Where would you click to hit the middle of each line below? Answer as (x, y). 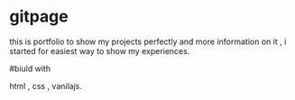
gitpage (39, 17)
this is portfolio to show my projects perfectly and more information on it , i (148, 41)
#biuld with (30, 68)
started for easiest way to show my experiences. (100, 50)
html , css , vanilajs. (46, 86)
